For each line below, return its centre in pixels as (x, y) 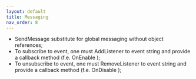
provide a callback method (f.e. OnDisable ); (68, 70)
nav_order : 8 (22, 22)
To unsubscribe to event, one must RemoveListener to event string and (100, 64)
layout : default (26, 11)
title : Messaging (27, 17)
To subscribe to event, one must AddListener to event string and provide (102, 51)
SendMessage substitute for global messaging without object (89, 39)
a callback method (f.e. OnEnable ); (57, 58)
